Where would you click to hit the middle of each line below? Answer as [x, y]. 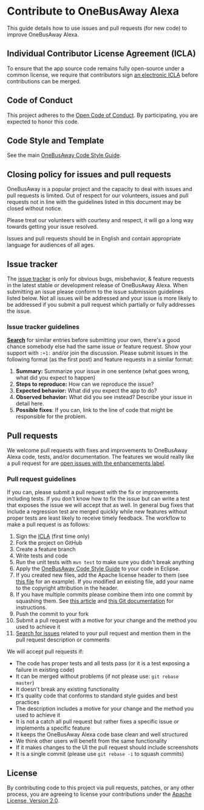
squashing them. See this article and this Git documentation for [94, 601]
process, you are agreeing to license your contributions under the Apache [99, 794]
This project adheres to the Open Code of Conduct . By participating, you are [103, 115]
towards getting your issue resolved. [53, 227]
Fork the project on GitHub [49, 543]
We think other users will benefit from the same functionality [91, 741]
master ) [25, 683]
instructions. [31, 607]
